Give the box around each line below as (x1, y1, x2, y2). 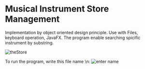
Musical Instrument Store (5, 3, 109, 14)
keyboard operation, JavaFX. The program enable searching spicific (5, 35, 141, 41)
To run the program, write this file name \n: (5, 58, 90, 64)
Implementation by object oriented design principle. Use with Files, (5, 29, 138, 35)
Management (5, 14, 60, 25)
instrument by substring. (5, 40, 54, 45)
